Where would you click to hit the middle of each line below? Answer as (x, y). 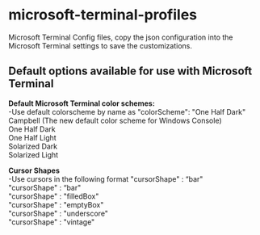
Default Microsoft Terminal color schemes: (82, 103)
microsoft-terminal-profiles (103, 15)
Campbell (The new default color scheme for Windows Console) (115, 120)
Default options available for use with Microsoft (130, 71)
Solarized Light (34, 154)
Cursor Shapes (34, 170)
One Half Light (32, 137)
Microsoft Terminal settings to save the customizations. (100, 45)
